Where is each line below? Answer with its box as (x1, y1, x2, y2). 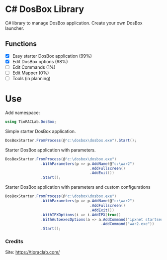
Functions (5, 40, 37, 48)
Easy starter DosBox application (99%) (12, 53, 92, 59)
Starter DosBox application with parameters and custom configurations (5, 184, 151, 190)
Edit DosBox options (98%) (12, 58, 68, 64)
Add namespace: (5, 110, 40, 116)
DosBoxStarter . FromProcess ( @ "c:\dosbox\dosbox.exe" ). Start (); (5, 138, 137, 143)
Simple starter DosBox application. (5, 128, 76, 134)
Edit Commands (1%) (12, 64, 56, 70)
